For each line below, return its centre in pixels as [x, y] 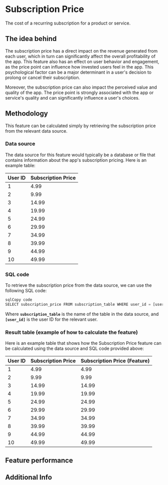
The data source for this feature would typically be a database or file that [80, 155]
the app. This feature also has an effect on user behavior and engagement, [82, 62]
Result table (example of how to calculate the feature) [72, 332]
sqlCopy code [19, 300]
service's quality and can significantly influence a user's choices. [72, 98]
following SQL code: [26, 291]
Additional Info [29, 477]
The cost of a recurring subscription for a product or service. [68, 23]
